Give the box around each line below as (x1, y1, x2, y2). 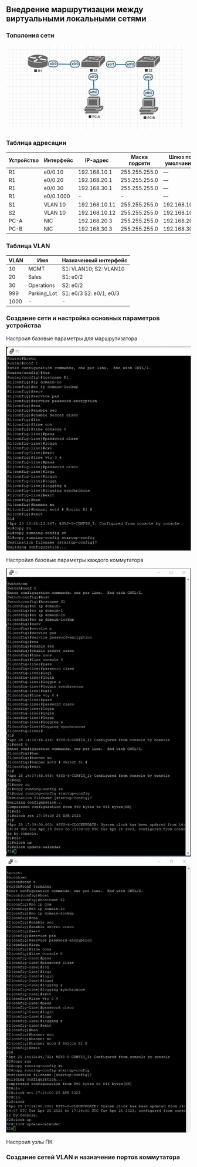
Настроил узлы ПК (6, 1138, 53, 1145)
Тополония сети (6, 32, 55, 40)
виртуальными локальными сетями (6, 14, 147, 24)
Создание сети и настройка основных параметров (6, 314, 160, 322)
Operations (28, 282, 56, 289)
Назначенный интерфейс (62, 256, 128, 263)
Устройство (8, 157, 39, 164)
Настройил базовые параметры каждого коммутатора (6, 557, 144, 564)
